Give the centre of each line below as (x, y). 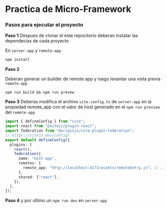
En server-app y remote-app (33, 50)
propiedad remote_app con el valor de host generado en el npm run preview (83, 107)
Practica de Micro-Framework (68, 9)
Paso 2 (12, 69)
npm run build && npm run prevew (40, 93)
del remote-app (20, 112)
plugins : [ (21, 145)
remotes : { (30, 163)
